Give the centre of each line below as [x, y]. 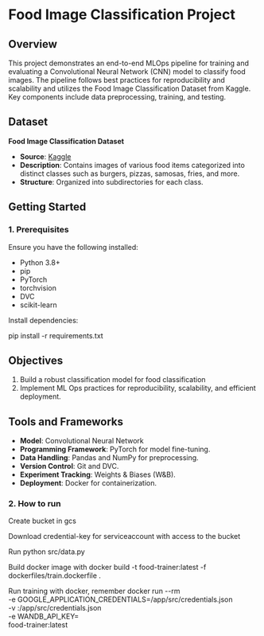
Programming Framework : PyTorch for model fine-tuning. [115, 449]
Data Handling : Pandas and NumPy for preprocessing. [109, 458]
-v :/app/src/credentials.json [55, 608]
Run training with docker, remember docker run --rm [94, 591]
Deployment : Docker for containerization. [88, 483]
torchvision [38, 287]
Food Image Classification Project [122, 15]
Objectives [36, 360]
